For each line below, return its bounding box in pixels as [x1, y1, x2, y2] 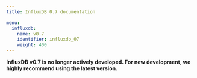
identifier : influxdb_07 [17, 37, 80, 43]
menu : [6, 19, 20, 26]
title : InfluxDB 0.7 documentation [6, 8, 96, 15]
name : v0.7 [17, 31, 45, 37]
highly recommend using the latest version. [6, 65, 118, 72]
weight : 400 [17, 42, 47, 48]
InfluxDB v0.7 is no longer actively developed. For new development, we [6, 58, 191, 65]
